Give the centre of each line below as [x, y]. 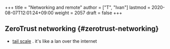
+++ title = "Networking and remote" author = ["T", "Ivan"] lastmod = [78, 7]
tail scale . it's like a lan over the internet [55, 41]
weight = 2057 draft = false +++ [89, 13]
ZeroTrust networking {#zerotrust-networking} [82, 29]
